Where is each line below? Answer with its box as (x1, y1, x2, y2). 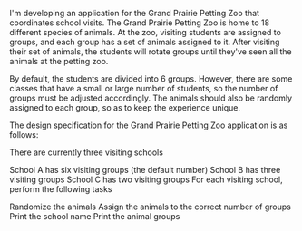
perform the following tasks (9, 184, 112, 194)
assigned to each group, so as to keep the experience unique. (9, 102, 240, 112)
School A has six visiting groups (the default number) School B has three (9, 165, 281, 175)
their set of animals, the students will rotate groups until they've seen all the (9, 46, 292, 57)
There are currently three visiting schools (9, 147, 163, 158)
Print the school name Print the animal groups (9, 211, 180, 221)
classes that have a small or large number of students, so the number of (9, 83, 278, 93)
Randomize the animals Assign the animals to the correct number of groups (9, 201, 292, 212)
